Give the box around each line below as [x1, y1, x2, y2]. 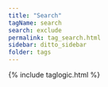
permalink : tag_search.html [8, 33, 102, 42]
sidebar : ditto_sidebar [8, 41, 87, 49]
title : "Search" [8, 11, 62, 20]
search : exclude [8, 26, 62, 34]
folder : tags [8, 48, 52, 56]
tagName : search [8, 19, 62, 27]
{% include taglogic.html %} [8, 70, 101, 79]
